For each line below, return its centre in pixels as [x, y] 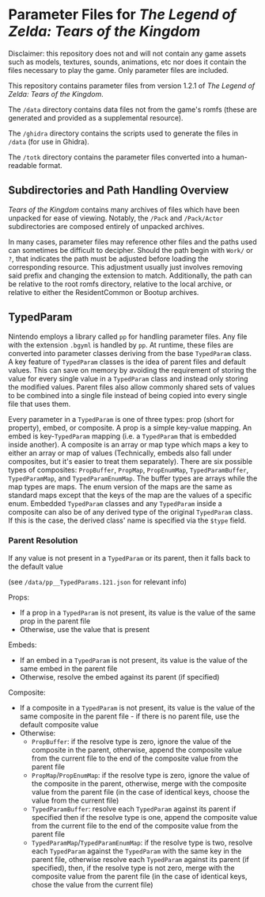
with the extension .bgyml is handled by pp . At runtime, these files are [121, 345]
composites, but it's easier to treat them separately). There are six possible [131, 461]
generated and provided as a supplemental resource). [96, 117]
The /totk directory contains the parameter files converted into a [114, 157]
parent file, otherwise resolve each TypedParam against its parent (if [140, 859]
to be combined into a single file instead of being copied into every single [128, 395]
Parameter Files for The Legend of [122, 15]
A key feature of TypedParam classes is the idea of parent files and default [127, 362]
